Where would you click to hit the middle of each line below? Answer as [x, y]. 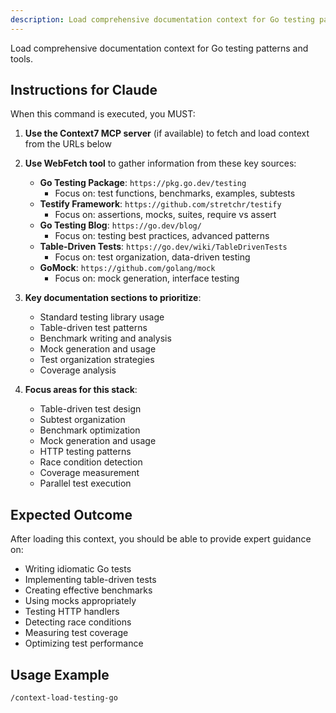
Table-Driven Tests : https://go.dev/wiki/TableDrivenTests [163, 247]
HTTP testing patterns [85, 452]
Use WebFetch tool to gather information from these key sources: [160, 163]
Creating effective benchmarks [88, 590]
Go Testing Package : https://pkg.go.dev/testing [143, 183]
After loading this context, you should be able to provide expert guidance [161, 539]
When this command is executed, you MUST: [103, 114]
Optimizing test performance [84, 643]
